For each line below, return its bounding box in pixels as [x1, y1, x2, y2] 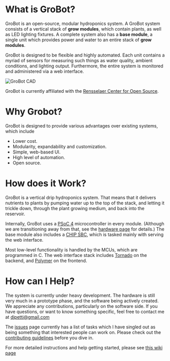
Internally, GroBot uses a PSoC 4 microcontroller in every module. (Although [5, 220, 164, 226]
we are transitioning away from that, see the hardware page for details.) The [5, 226, 165, 232]
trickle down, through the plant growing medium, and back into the [5, 205, 145, 211]
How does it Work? [5, 177, 87, 189]
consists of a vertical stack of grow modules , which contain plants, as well [5, 25, 161, 32]
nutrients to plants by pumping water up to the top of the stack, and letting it [5, 200, 165, 206]
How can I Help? [5, 275, 75, 287]
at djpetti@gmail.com [5, 314, 50, 320]
